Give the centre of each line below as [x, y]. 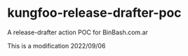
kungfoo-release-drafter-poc [94, 13]
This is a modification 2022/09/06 [56, 45]
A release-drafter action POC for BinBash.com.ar [78, 32]
